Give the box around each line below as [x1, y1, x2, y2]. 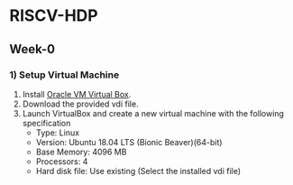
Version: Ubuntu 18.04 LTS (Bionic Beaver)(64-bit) [35, 136, 223, 147]
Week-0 [9, 42, 56, 57]
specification [22, 117, 71, 128]
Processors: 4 [35, 155, 88, 167]
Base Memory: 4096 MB [35, 146, 127, 157]
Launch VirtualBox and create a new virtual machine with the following [22, 107, 284, 118]
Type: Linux [35, 127, 79, 138]
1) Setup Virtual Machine [9, 69, 120, 81]
